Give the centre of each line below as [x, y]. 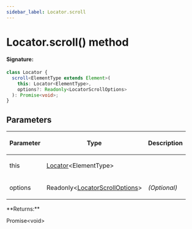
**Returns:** [23, 209]
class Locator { [27, 73]
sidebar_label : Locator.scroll [46, 12]
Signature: [20, 59]
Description [165, 143]
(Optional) [163, 188]
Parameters [29, 120]
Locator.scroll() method [68, 42]
